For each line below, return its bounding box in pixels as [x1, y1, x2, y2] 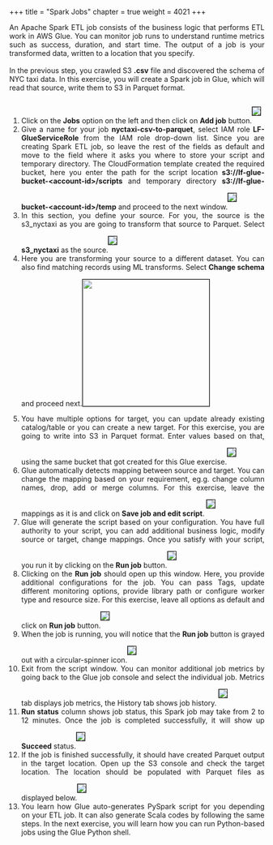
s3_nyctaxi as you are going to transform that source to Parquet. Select [20, 219, 265, 229]
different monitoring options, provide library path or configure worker [20, 586, 265, 595]
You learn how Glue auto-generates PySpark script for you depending [20, 802, 265, 811]
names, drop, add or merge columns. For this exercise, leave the [20, 483, 265, 492]
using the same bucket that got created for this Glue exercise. [20, 457, 228, 466]
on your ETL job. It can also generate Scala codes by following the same [20, 810, 265, 820]
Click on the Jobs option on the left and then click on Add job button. [20, 116, 252, 125]
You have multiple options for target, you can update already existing [20, 414, 265, 423]
